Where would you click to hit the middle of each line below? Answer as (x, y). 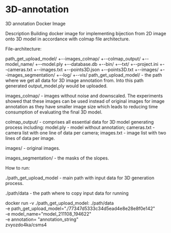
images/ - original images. (33, 148)
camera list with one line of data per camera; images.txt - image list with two (86, 133)
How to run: (18, 168)
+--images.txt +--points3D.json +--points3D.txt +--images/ (96, 69)
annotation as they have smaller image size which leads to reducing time (82, 106)
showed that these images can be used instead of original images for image (85, 101)
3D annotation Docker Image (35, 24)
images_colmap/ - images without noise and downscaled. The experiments (84, 96)
